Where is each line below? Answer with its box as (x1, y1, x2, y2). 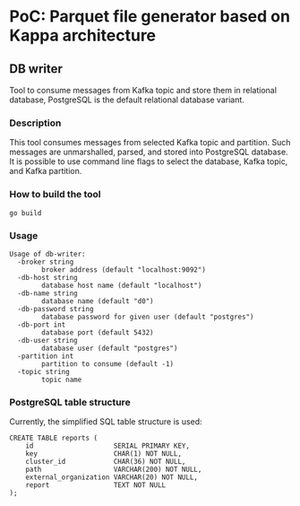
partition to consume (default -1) (41, 359, 175, 369)
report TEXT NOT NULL (25, 481, 167, 490)
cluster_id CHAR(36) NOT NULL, (25, 458, 186, 467)
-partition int (17, 352, 74, 361)
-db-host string (17, 273, 78, 282)
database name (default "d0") (41, 296, 154, 306)
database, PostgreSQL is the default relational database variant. (9, 94, 244, 105)
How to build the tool (9, 188, 101, 201)
